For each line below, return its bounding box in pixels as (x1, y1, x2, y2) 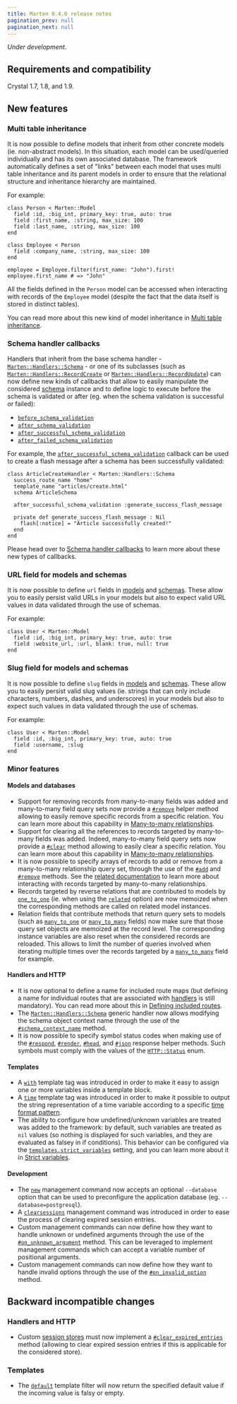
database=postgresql (17, 1201, 78, 1208)
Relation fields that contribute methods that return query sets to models (17, 909, 226, 918)
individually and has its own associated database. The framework (7, 155, 197, 163)
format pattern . (17, 1108, 62, 1117)
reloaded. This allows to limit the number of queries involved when (17, 940, 212, 948)
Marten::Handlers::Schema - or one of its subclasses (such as (7, 362, 186, 371)
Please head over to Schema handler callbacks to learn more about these (7, 545, 221, 553)
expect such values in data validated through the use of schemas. (7, 702, 199, 710)
